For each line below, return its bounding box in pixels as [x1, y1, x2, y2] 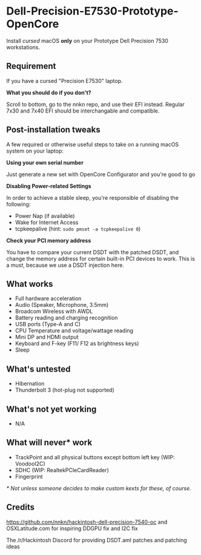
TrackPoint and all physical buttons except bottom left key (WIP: [15, 453, 175, 461]
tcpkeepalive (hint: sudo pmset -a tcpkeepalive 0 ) [15, 225, 141, 232]
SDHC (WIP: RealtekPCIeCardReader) [15, 466, 109, 473]
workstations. [6, 44, 41, 51]
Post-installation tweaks [6, 125, 101, 135]
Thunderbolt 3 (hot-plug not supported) [15, 386, 115, 394]
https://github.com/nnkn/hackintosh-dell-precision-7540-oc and [6, 518, 168, 525]
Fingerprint [15, 473, 44, 480]
